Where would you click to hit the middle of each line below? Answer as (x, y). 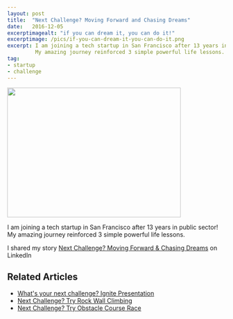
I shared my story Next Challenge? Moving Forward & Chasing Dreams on (112, 248)
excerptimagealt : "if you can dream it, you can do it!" (91, 33)
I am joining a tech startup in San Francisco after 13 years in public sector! (113, 227)
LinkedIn (19, 255)
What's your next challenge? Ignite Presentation (86, 293)
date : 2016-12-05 (35, 26)
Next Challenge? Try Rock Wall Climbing (75, 301)
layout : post (26, 13)
